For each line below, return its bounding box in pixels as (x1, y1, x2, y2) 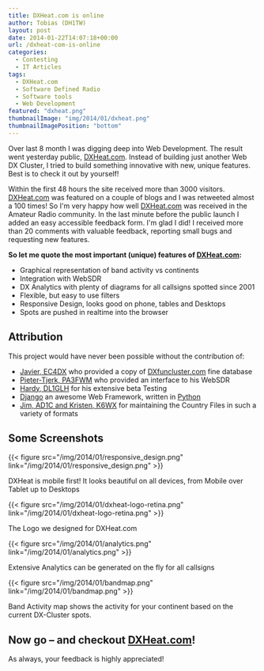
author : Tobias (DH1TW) (8, 19, 87, 27)
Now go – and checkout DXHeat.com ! (8, 633, 196, 646)
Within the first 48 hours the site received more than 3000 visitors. (8, 184, 225, 194)
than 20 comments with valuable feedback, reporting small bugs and (8, 226, 232, 236)
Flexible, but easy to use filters (19, 290, 120, 300)
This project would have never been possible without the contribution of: (8, 351, 245, 361)
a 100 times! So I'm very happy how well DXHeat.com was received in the (8, 201, 247, 210)
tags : (8, 70, 26, 78)
